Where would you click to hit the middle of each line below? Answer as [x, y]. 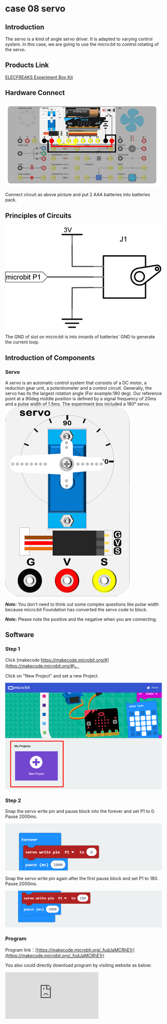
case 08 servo [35, 9]
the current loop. [22, 342]
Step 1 [13, 649]
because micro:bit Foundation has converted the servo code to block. [76, 609]
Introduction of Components [50, 358]
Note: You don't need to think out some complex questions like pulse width [82, 604]
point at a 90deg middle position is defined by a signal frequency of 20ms [81, 398]
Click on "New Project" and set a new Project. [52, 676]
